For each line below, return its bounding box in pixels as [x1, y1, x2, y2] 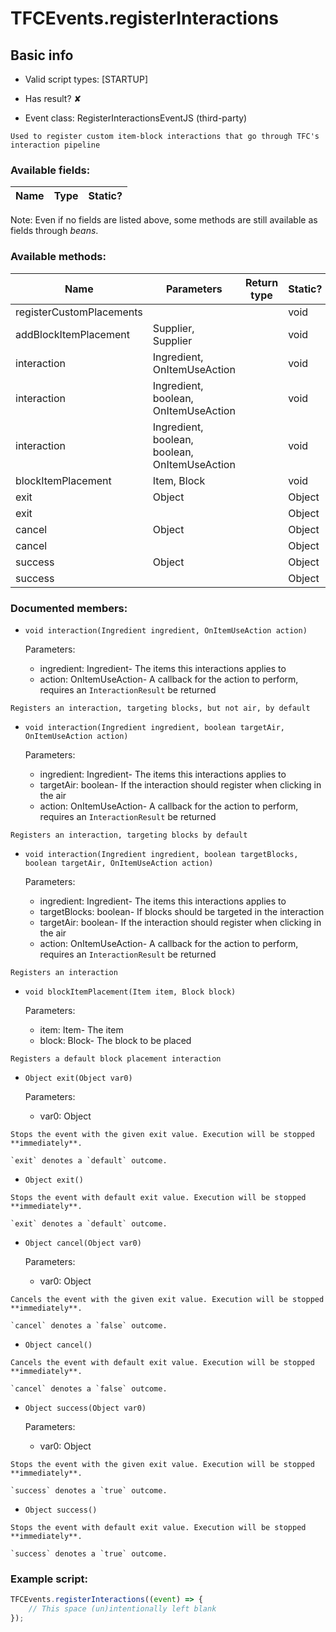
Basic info [10, 47, 74, 64]
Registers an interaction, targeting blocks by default [10, 830, 248, 840]
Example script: [10, 1572, 88, 1586]
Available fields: [10, 163, 91, 177]
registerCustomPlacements [15, 305, 143, 319]
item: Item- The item [39, 1023, 124, 1036]
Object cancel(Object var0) [24, 1238, 142, 1248]
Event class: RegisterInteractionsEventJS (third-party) [24, 112, 248, 124]
